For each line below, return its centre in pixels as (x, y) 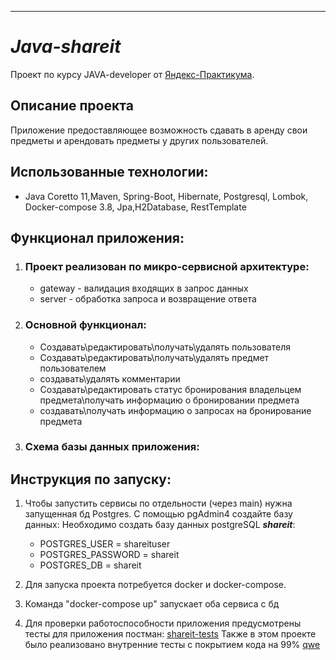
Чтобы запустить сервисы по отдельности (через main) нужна (158, 503)
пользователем (73, 368)
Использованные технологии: (109, 172)
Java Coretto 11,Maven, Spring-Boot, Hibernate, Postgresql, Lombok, (166, 196)
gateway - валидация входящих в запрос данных (144, 288)
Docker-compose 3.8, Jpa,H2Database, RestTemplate (135, 207)
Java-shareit (66, 47)
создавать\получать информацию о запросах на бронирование (175, 410)
